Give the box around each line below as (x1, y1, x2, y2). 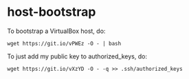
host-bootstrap (7, 4, 96, 20)
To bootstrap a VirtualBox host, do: (7, 27, 106, 35)
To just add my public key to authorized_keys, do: (7, 52, 148, 60)
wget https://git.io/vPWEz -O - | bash (7, 40, 122, 47)
